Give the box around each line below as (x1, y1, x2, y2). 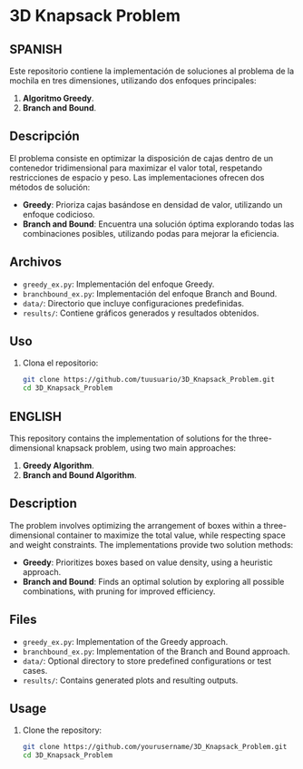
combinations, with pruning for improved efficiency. (22, 586, 216, 597)
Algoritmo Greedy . (22, 92, 94, 103)
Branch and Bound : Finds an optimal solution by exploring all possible (22, 576, 285, 587)
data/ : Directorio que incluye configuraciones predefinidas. (22, 297, 245, 308)
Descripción (9, 129, 80, 144)
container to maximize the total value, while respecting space (56, 530, 286, 540)
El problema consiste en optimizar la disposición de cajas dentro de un (9, 152, 274, 163)
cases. (22, 665, 48, 676)
